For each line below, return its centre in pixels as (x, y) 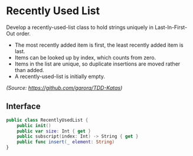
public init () (34, 125)
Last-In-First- (171, 27)
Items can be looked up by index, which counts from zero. (85, 57)
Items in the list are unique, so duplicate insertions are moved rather (97, 64)
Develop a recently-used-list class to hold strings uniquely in (80, 27)
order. (24, 33)
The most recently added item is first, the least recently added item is (99, 45)
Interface (23, 107)
